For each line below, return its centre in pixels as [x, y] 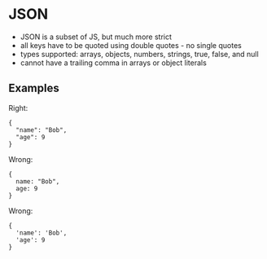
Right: [18, 108]
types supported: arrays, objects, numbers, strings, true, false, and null [139, 54]
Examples [34, 88]
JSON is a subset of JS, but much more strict [96, 37]
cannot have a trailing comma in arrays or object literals [114, 63]
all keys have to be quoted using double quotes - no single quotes [131, 45]
